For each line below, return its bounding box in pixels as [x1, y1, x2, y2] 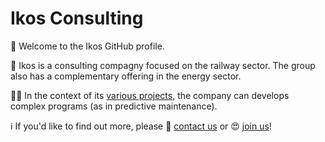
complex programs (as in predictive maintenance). [10, 100, 218, 112]
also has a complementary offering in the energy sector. [10, 70, 242, 82]
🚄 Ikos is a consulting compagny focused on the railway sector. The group [10, 59, 316, 71]
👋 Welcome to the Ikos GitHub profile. [10, 40, 165, 52]
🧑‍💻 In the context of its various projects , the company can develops [10, 89, 290, 101]
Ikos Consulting [10, 7, 144, 30]
